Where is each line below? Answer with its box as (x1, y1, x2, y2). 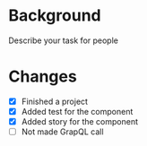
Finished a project (21, 96, 89, 107)
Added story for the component (21, 116, 139, 126)
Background (8, 5, 101, 26)
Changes (8, 66, 77, 87)
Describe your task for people (8, 35, 118, 46)
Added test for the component (21, 106, 134, 116)
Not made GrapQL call (21, 126, 104, 137)
